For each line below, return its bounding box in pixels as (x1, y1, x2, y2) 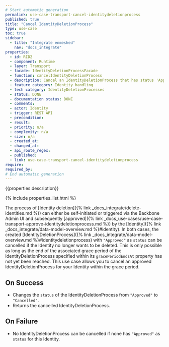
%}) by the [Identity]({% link (103, 221, 161, 227)
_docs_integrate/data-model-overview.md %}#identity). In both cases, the (5, 226, 159, 233)
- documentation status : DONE (10, 96, 73, 101)
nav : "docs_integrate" (14, 45, 62, 50)
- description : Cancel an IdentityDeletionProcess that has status (10, 78, 154, 83)
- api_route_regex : (10, 148, 51, 153)
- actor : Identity (10, 106, 49, 111)
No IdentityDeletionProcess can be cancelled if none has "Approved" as (12, 330, 160, 336)
